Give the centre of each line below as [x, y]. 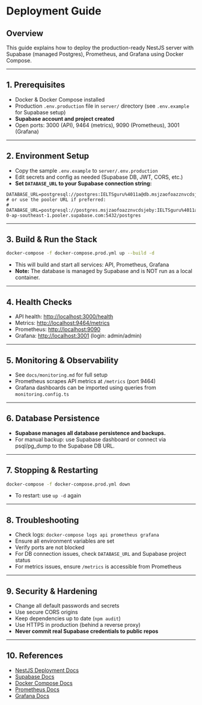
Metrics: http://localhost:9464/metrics [62, 323]
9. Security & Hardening [52, 591]
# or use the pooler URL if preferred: [56, 200]
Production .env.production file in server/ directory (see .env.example [102, 106]
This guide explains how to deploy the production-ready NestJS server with [100, 48]
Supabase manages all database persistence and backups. [90, 433]
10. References [35, 656]
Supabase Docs [35, 676]
